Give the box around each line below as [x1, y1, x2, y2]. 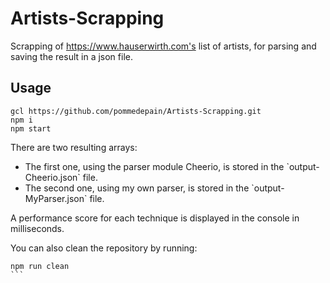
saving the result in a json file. [10, 50, 133, 62]
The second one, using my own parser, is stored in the [24, 182, 250, 194]
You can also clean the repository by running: [10, 242, 198, 254]
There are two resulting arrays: [10, 141, 138, 153]
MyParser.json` [24, 192, 88, 204]
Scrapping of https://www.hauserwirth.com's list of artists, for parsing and [10, 40, 317, 52]
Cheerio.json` [24, 171, 81, 183]
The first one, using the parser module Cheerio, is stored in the [24, 160, 285, 172]
